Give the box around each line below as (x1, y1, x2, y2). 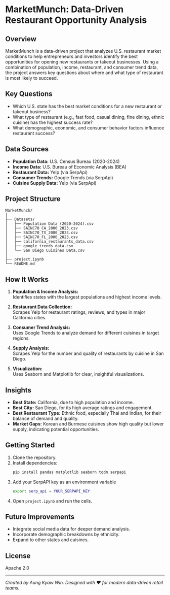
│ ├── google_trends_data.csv (5, 244, 73, 249)
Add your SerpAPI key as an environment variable (12, 479, 116, 485)
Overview (5, 35, 37, 43)
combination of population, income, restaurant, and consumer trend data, (5, 64, 158, 70)
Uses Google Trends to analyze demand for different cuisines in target (12, 330, 159, 336)
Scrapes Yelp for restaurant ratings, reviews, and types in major (12, 309, 146, 315)
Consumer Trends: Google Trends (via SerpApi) (12, 174, 113, 181)
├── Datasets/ (5, 217, 35, 222)
